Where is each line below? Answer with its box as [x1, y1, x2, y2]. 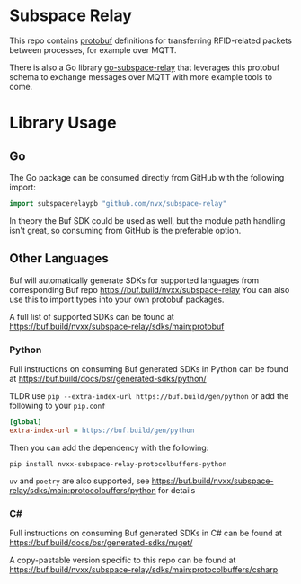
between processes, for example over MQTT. [9, 44, 177, 55]
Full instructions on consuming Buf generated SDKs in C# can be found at [9, 527, 283, 538]
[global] [9, 417, 42, 427]
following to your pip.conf [9, 400, 106, 411]
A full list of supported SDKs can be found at [9, 311, 175, 322]
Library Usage [9, 113, 117, 133]
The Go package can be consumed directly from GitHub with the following [9, 172, 285, 182]
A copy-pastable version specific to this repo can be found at [9, 554, 236, 565]
